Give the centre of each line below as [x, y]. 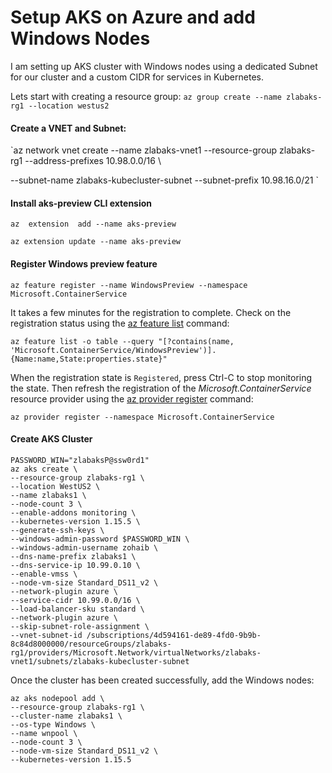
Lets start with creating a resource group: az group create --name [146, 96]
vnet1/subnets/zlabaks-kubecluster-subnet [100, 661]
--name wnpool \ [44, 733]
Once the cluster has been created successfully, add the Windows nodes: [162, 680]
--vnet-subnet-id [46, 635]
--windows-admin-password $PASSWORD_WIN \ [100, 539]
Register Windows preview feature [84, 263]
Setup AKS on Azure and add [133, 17]
